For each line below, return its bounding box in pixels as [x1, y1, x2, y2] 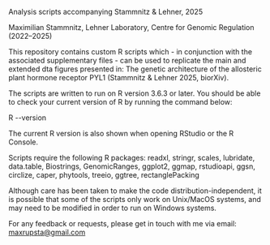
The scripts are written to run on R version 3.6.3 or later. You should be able [8, 88, 261, 98]
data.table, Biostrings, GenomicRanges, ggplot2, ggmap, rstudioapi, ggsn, [8, 161, 255, 171]
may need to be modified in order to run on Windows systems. [8, 203, 217, 213]
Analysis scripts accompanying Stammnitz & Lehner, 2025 [8, 7, 204, 16]
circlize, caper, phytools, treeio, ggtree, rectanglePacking [8, 170, 200, 179]
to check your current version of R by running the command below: [8, 97, 233, 106]
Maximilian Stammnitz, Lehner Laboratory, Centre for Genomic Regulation [8, 23, 255, 32]
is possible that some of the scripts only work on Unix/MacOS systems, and [8, 195, 262, 204]
